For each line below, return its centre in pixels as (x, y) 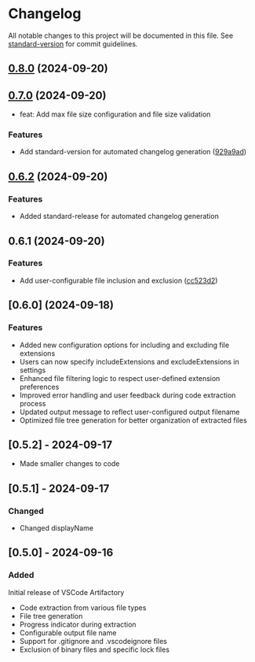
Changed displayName (56, 528)
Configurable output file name (68, 632)
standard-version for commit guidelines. (73, 43)
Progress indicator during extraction (78, 624)
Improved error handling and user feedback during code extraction (127, 395)
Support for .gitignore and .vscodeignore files (93, 641)
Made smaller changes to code (69, 464)
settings (33, 370)
